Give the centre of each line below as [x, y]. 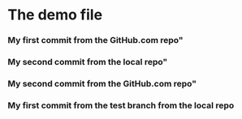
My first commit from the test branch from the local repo [121, 105]
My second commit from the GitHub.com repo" [102, 83]
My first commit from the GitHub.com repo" [95, 40]
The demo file [55, 15]
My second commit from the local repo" [88, 62]
